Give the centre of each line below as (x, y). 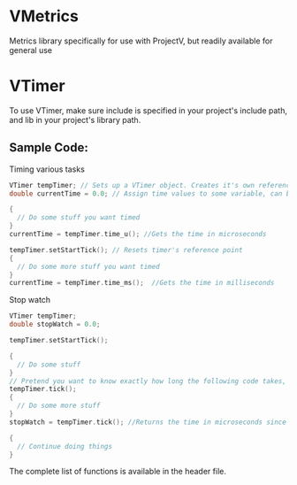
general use (31, 50)
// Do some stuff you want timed (79, 218)
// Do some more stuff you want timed (89, 266)
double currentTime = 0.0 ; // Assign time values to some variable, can (146, 193)
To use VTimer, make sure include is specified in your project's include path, (148, 110)
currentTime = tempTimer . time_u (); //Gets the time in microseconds (138, 235)
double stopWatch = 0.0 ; (55, 325)
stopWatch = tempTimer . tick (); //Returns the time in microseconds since (148, 422)
